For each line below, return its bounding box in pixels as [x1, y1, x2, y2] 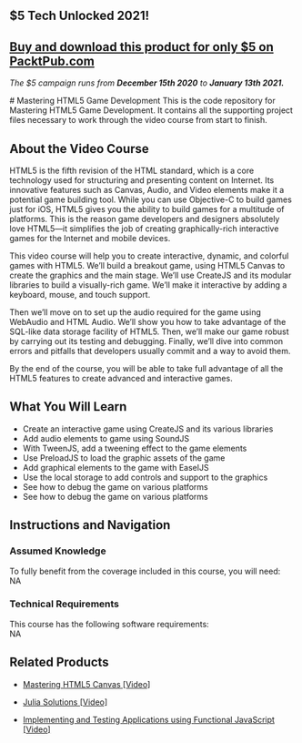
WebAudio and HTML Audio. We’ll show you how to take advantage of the [9, 317, 287, 328]
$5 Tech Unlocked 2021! [9, 8, 150, 24]
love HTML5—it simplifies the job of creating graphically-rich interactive [9, 223, 279, 234]
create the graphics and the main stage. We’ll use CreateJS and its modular [9, 270, 292, 281]
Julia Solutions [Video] [22, 697, 108, 707]
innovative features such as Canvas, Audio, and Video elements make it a [9, 185, 285, 196]
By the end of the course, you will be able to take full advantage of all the [9, 363, 284, 374]
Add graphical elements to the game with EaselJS [22, 462, 209, 473]
